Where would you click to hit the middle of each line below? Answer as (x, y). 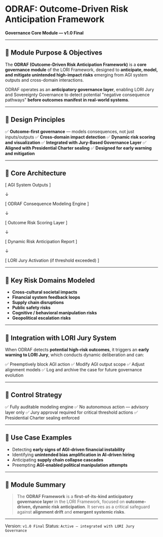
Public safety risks (31, 307)
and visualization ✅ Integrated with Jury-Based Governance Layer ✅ (76, 142)
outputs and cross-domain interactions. (44, 80)
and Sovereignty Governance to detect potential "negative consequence (77, 95)
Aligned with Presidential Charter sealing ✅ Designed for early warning (78, 148)
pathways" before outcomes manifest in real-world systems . (67, 100)
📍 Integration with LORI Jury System (61, 338)
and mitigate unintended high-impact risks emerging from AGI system (76, 75)
